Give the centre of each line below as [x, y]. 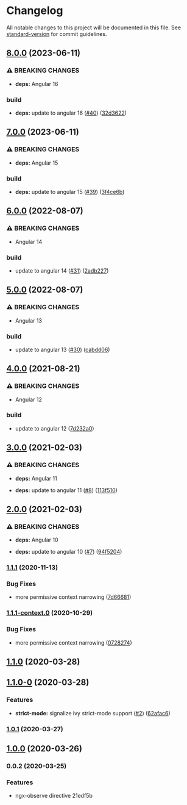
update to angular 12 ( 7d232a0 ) [55, 428]
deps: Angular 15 [37, 163]
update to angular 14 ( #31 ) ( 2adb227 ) [62, 270]
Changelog [35, 11]
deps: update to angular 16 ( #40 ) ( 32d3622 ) [71, 113]
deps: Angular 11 [36, 478]
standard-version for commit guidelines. [57, 34]
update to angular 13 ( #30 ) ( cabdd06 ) [62, 349]
